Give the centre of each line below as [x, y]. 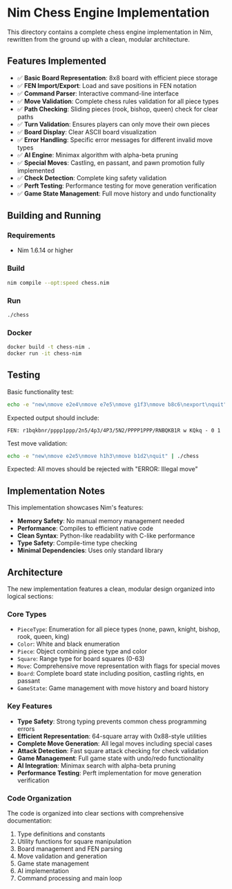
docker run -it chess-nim [44, 353]
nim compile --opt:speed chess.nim [58, 283]
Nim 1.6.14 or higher [45, 250]
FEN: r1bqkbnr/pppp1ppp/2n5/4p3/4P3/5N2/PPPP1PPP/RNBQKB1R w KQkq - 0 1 [114, 430]
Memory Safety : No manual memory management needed [101, 521]
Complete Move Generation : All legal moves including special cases [115, 743]
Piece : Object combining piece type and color [82, 651]
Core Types [27, 614]
